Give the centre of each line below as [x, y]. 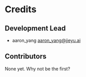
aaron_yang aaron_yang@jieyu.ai [46, 40]
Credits [21, 9]
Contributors [26, 56]
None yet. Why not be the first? [38, 69]
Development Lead [35, 28]
